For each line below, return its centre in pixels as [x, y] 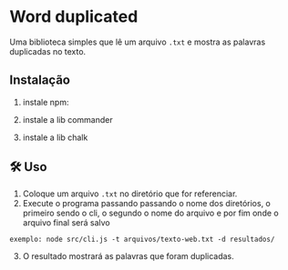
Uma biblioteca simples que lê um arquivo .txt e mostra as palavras [138, 42]
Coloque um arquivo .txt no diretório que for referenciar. [130, 194]
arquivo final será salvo [67, 222]
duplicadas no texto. [48, 51]
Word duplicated [74, 17]
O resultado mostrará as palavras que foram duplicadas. [128, 255]
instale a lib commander [67, 119]
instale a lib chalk [55, 137]
